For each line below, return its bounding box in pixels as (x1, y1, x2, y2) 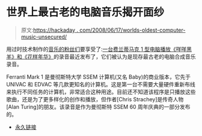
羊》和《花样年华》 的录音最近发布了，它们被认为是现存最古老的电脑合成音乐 (6, 53, 196, 60)
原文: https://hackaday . (20, 26, 79, 34)
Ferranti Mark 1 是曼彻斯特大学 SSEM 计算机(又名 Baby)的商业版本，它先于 (6, 73, 191, 80)
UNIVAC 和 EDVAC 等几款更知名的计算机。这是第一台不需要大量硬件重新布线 (6, 80, 195, 87)
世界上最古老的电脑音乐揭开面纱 (6, 5, 165, 19)
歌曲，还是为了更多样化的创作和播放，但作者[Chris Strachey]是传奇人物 (6, 95, 184, 102)
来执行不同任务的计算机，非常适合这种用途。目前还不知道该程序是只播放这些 (6, 88, 196, 95)
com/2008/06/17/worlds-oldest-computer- (79, 26, 186, 34)
